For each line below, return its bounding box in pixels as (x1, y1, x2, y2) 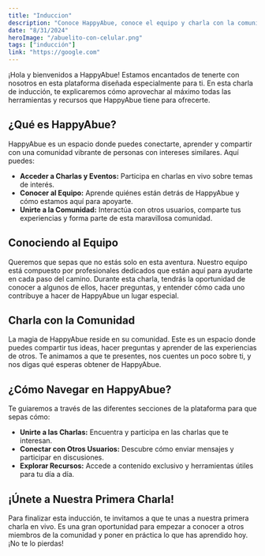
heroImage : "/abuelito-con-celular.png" (8, 33, 144, 42)
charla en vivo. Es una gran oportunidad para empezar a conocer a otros (8, 522, 244, 531)
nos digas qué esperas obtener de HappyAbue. (8, 360, 162, 369)
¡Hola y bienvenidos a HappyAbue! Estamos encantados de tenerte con (8, 70, 240, 79)
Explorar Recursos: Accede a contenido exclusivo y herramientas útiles (19, 461, 254, 471)
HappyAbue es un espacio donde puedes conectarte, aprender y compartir (8, 139, 252, 149)
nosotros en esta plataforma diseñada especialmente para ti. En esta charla (8, 78, 254, 88)
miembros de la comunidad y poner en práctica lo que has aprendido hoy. (8, 531, 248, 540)
